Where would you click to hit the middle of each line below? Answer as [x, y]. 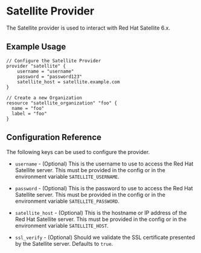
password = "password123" [50, 77]
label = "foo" [29, 114]
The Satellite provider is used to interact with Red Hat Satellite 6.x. [88, 28]
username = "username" [46, 71]
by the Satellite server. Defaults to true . [64, 243]
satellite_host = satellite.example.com [69, 82]
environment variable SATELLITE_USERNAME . [67, 176]
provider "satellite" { [36, 66]
